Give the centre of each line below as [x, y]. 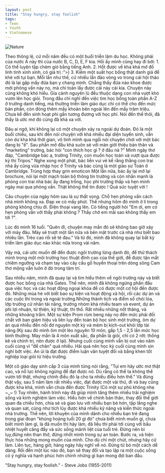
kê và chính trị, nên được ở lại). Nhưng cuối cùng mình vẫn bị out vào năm [80, 341]
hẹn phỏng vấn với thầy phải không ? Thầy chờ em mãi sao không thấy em [81, 212]
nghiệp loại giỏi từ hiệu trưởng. [36, 356]
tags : [11, 19]
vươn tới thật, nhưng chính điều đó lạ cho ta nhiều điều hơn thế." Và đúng [79, 377]
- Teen [12, 24]
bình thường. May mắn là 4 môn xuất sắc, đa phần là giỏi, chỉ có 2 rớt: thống [82, 335]
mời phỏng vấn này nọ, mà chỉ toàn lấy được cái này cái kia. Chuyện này [78, 88]
